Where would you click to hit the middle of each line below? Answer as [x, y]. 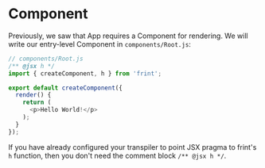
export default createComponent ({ [66, 88]
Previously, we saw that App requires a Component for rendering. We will [128, 36]
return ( [37, 103]
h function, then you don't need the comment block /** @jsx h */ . [117, 155]
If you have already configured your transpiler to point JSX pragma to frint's [132, 147]
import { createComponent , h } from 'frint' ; [85, 73]
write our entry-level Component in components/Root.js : [99, 44]
